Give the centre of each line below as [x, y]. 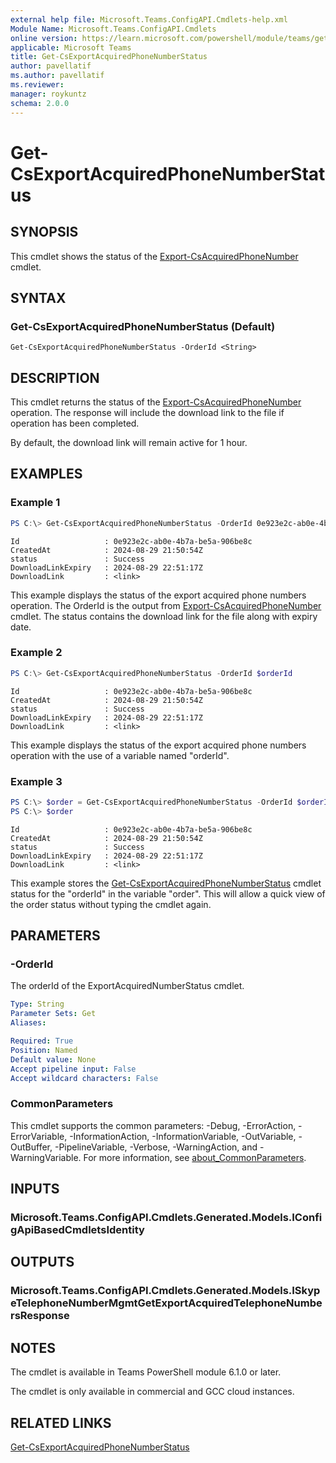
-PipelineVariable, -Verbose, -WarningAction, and [156, 1147]
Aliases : [28, 1023]
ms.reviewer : [37, 85]
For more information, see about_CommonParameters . [195, 1157]
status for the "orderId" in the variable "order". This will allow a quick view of [168, 893]
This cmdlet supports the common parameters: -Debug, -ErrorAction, [153, 1125]
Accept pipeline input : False [73, 1069]
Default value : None [53, 1059]
